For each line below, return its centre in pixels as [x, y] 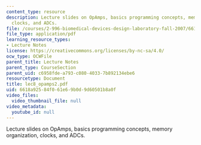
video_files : [22, 95]
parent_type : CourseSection [41, 67]
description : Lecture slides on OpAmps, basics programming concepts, [96, 17]
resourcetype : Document [36, 78]
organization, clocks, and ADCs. [46, 135]
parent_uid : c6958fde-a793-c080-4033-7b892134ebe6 [71, 73]
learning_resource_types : [38, 40]
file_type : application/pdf [41, 34]
